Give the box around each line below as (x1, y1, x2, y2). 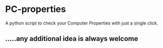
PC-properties (5, 3, 66, 15)
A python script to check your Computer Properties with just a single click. (5, 20, 158, 26)
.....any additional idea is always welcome (5, 34, 138, 43)
